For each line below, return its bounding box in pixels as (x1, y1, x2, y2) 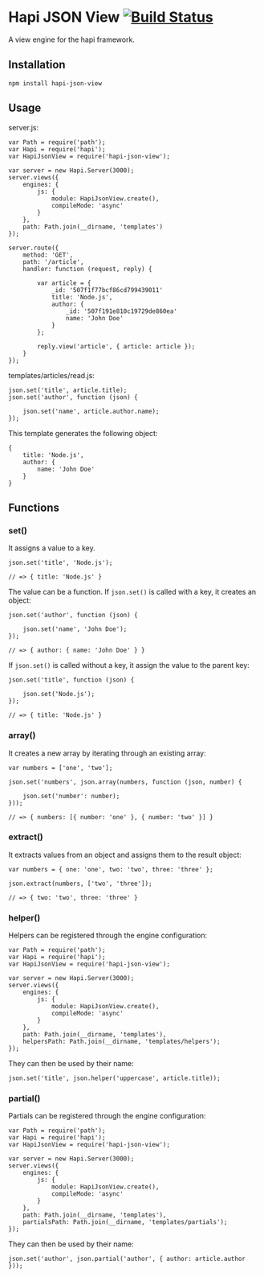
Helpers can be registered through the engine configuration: (8, 930, 208, 941)
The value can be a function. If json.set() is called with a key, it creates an (8, 587, 257, 597)
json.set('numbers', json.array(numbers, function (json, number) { (8, 777, 242, 786)
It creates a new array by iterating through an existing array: (8, 748, 206, 758)
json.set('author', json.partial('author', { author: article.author (8, 1255, 246, 1263)
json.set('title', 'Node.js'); (8, 559, 113, 567)
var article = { (37, 278, 91, 287)
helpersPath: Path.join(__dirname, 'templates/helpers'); (22, 1038, 221, 1046)
